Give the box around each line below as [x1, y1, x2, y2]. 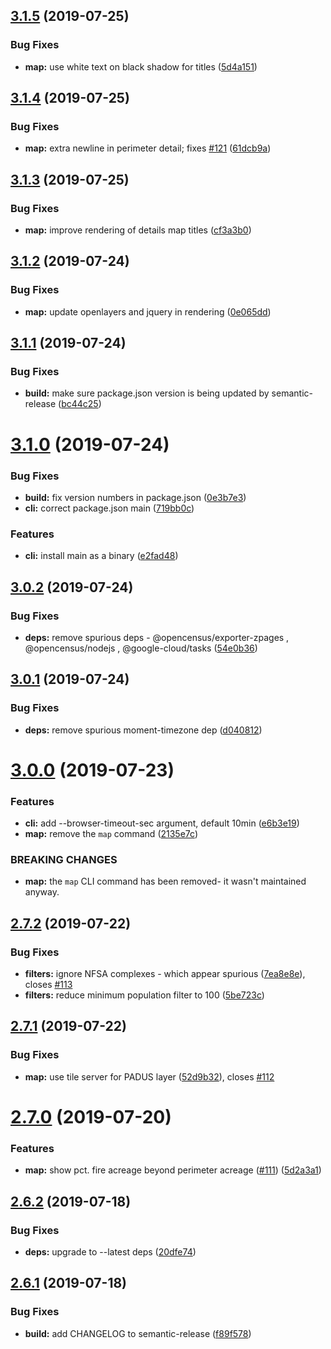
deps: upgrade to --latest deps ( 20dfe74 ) [24, 1245, 197, 1258]
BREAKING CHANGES [10, 853, 118, 866]
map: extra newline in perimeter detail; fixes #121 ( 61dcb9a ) [24, 142, 272, 154]
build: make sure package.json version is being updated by [24, 387, 270, 399]
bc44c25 [61, 398, 99, 410]
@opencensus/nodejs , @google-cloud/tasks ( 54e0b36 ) [24, 642, 258, 654]
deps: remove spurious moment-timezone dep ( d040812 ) [24, 724, 263, 736]
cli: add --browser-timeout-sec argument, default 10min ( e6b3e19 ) [24, 817, 300, 829]
